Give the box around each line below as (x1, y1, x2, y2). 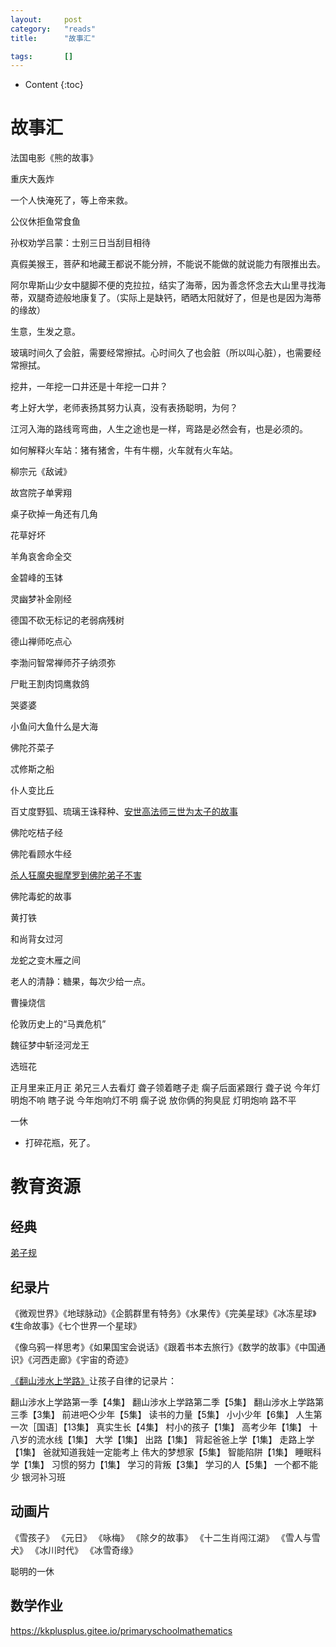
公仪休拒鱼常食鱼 (10, 216, 81, 228)
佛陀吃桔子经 (10, 827, 63, 839)
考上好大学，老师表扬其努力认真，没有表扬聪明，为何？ (10, 402, 238, 414)
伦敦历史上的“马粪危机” (10, 1018, 107, 1030)
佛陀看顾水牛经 (10, 848, 72, 860)
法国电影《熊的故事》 (10, 152, 98, 164)
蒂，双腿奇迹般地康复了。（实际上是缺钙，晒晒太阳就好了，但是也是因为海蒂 (10, 292, 322, 304)
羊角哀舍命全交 (10, 551, 72, 563)
